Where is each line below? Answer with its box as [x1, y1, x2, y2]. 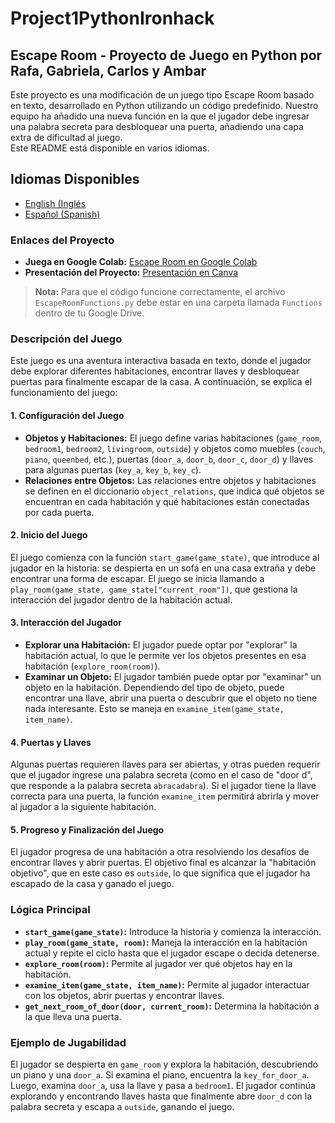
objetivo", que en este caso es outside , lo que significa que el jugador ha [10, 867, 311, 879]
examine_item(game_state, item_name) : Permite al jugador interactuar [24, 978, 310, 991]
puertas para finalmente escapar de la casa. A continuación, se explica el [10, 376, 313, 388]
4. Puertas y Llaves [10, 736, 92, 748]
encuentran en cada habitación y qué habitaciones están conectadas [24, 495, 310, 507]
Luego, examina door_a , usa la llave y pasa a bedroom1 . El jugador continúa [10, 1080, 316, 1092]
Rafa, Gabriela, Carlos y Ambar [10, 62, 207, 79]
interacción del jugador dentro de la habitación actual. [10, 593, 233, 606]
